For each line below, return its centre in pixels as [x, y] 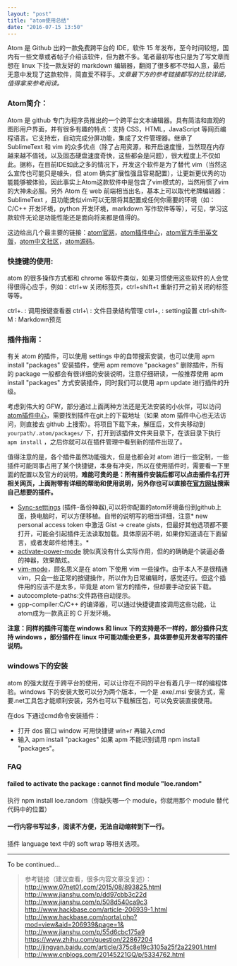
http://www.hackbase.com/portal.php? [81, 917]
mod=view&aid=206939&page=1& [74, 924]
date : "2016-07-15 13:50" [45, 27]
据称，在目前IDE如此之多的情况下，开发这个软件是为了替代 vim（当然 [120, 164]
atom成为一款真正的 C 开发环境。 [66, 613]
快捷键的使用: [30, 261]
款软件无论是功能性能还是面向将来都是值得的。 [75, 217]
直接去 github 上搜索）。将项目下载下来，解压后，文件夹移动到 [116, 424]
